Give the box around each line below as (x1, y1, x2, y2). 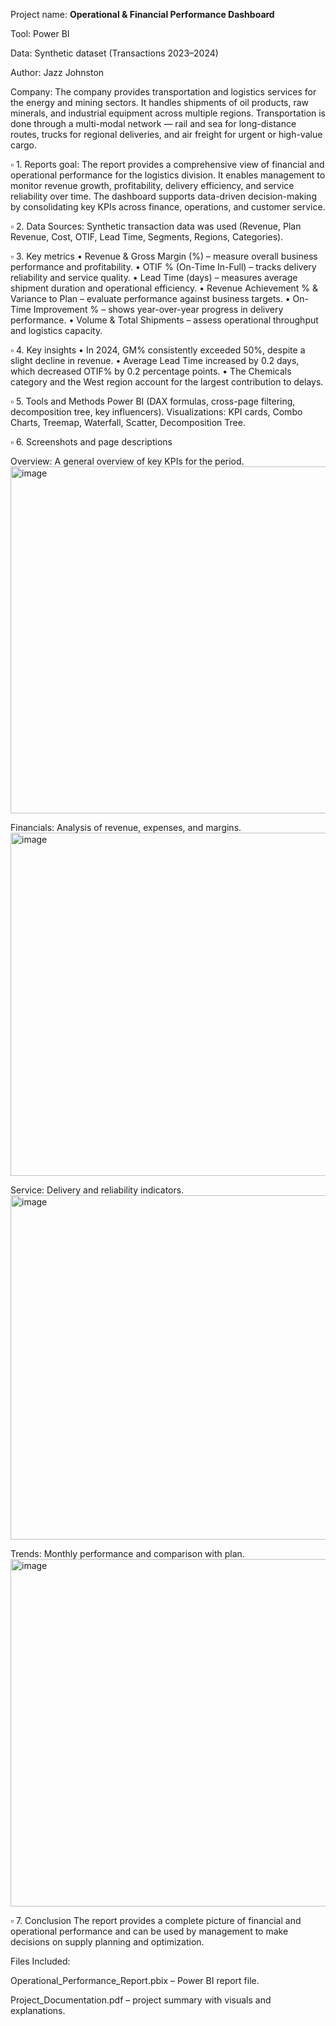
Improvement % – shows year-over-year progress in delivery (33, 304, 284, 315)
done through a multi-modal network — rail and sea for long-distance (10, 118, 297, 129)
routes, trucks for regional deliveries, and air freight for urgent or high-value (10, 129, 323, 140)
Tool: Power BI (10, 28, 70, 39)
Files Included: (10, 1955, 71, 1967)
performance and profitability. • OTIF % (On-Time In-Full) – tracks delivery (10, 261, 317, 273)
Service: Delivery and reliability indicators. (10, 1184, 185, 1196)
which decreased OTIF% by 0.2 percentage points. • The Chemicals (10, 365, 292, 377)
